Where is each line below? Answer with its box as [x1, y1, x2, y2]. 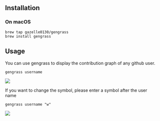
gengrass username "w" [5, 102, 51, 107]
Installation [5, 4, 40, 12]
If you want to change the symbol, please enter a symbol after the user [5, 87, 147, 93]
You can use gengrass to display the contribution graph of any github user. [5, 60, 156, 66]
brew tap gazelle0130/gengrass [5, 29, 69, 35]
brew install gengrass [5, 34, 51, 39]
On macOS [5, 19, 31, 25]
